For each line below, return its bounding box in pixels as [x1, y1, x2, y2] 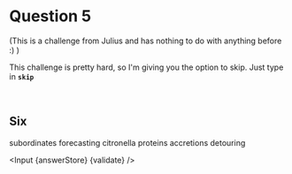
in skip [9, 71, 35, 81]
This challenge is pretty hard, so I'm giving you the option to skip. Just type [9, 62, 284, 72]
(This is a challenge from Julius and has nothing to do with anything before [9, 35, 282, 46]
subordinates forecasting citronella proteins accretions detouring [9, 137, 246, 148]
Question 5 [9, 6, 92, 26]
